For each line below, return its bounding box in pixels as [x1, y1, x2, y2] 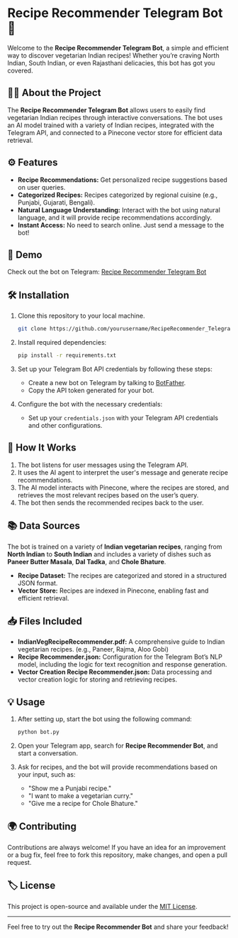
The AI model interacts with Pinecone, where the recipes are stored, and [17, 483, 229, 492]
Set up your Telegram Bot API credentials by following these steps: [17, 365, 212, 373]
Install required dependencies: [17, 338, 107, 347]
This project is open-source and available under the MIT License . [7, 902, 198, 910]
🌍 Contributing [7, 821, 76, 833]
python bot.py [17, 728, 59, 736]
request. [7, 858, 32, 866]
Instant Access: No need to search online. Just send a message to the [17, 220, 225, 229]
